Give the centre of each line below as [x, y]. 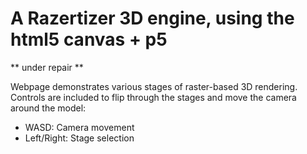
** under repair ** [47, 67]
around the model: [48, 108]
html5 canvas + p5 [89, 39]
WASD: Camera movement [79, 127]
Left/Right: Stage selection [79, 138]
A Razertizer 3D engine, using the [152, 18]
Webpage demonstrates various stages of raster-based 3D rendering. [154, 86]
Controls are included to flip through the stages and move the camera [153, 97]
